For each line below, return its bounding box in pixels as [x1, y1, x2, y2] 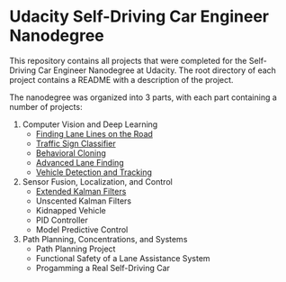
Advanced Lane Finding [35, 157, 124, 168]
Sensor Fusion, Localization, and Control [22, 176, 173, 186]
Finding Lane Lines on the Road [35, 128, 153, 139]
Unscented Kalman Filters [35, 196, 132, 206]
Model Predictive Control [35, 223, 129, 235]
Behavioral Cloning [35, 147, 106, 159]
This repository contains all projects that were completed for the [9, 55, 247, 66]
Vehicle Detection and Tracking [35, 167, 153, 177]
